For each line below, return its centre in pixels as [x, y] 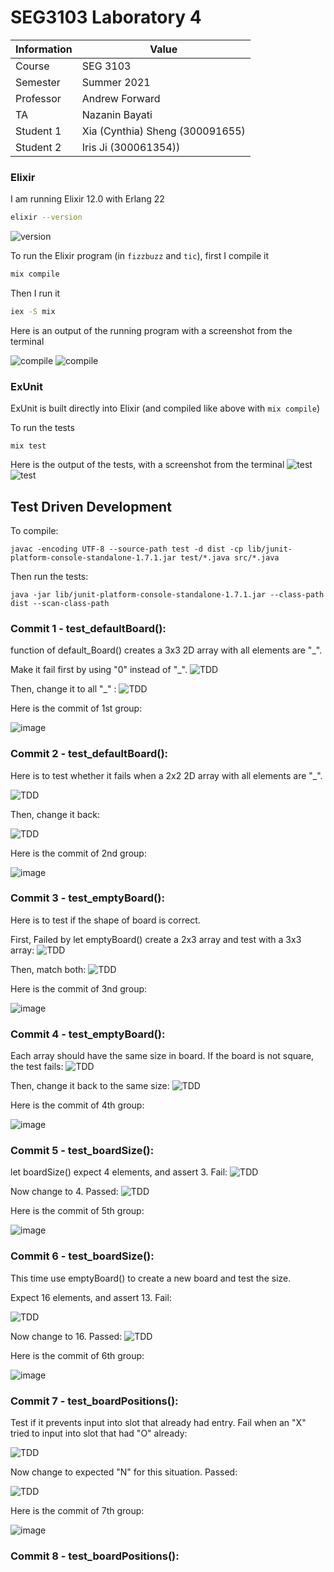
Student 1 [38, 131]
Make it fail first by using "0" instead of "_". [99, 670]
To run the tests [42, 428]
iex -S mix [33, 311]
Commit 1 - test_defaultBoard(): [88, 628]
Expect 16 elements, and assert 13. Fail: [91, 1297]
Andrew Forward [121, 98]
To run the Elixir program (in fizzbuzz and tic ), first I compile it [140, 256]
